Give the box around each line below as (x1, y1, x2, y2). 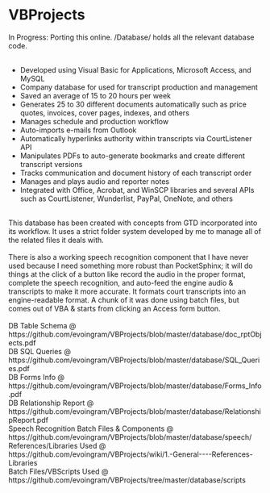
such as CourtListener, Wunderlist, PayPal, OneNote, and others (19, 194, 234, 203)
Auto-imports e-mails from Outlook (19, 125, 137, 135)
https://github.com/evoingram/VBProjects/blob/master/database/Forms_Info (8, 381, 262, 391)
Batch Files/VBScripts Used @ (8, 466, 109, 476)
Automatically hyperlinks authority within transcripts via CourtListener (19, 133, 252, 143)
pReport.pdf (8, 415, 48, 424)
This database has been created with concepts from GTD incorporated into (8, 218, 258, 228)
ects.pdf (8, 337, 36, 348)
